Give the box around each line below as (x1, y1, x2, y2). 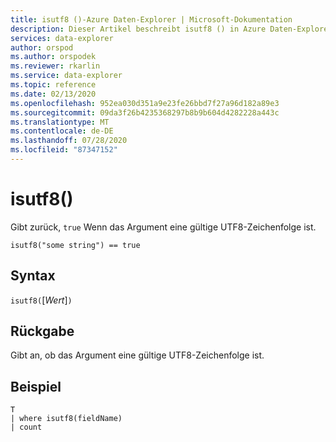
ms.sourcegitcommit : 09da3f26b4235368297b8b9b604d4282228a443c (10, 107, 280, 118)
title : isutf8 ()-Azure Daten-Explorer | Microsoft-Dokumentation (10, 14, 293, 25)
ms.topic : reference (10, 80, 97, 90)
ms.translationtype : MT (10, 117, 110, 127)
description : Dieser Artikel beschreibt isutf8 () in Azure (10, 24, 267, 34)
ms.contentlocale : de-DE (10, 126, 114, 136)
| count (10, 422, 43, 433)
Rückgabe (10, 323, 75, 340)
